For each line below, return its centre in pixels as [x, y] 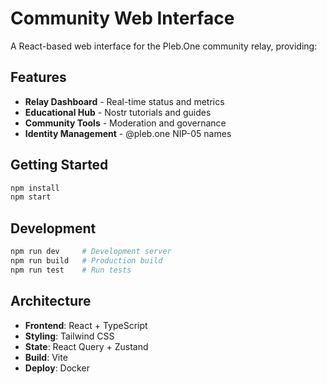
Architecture [51, 301]
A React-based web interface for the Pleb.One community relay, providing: [164, 46]
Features [38, 77]
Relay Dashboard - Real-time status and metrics [124, 101]
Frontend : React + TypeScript [86, 325]
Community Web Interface [122, 18]
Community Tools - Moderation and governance [125, 123]
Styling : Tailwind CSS [69, 336]
